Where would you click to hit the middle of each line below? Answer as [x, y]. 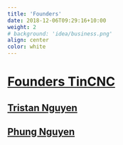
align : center [28, 40]
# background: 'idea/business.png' [60, 34]
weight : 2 [22, 27]
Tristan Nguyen [43, 108]
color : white [27, 47]
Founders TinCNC [61, 82]
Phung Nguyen [41, 132]
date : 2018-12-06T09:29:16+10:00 [57, 21]
